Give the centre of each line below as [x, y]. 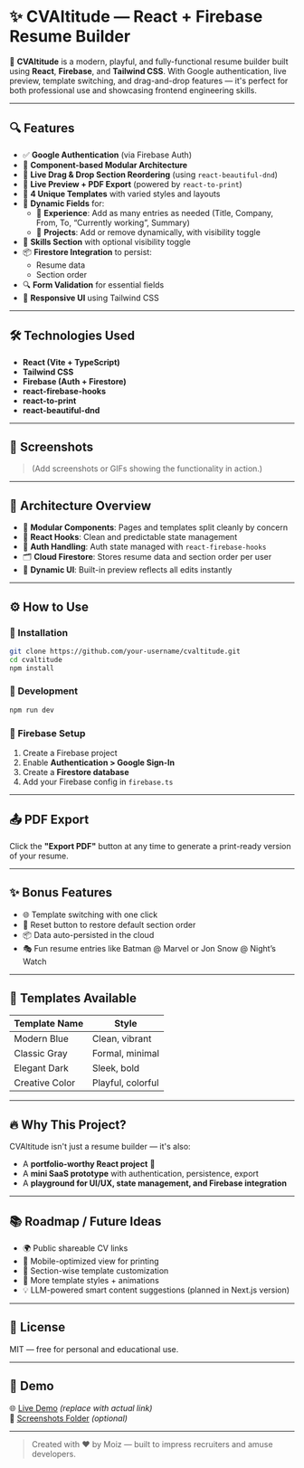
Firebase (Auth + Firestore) [74, 381]
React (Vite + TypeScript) [71, 362]
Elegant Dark [42, 1068]
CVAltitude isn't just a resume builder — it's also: [100, 1147]
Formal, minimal [126, 1054]
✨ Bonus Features [61, 893]
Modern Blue [42, 1039]
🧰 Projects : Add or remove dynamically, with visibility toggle [148, 232]
